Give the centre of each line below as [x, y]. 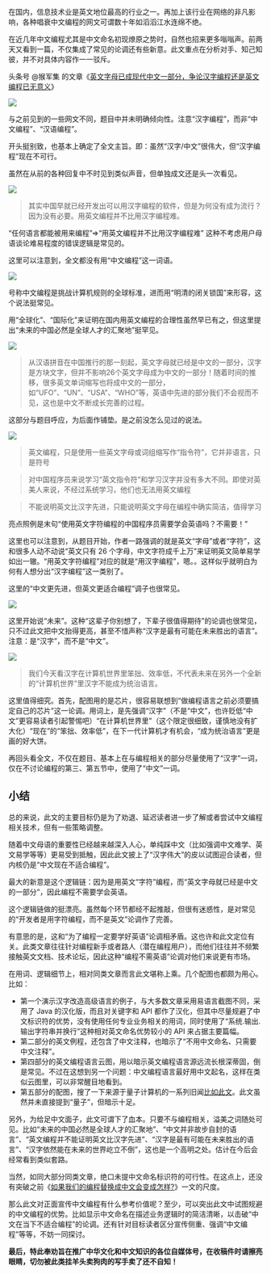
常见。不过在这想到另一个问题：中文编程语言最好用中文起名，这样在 [140, 1071]
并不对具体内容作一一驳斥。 [68, 59]
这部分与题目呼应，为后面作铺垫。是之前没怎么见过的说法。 [107, 420]
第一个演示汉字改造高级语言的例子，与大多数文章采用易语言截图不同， [137, 1001]
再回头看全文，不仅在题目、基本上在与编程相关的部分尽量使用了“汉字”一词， [135, 758]
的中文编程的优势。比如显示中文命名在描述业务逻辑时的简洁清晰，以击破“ [130, 1213]
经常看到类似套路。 [40, 1159]
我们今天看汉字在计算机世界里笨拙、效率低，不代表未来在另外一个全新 [145, 673]
